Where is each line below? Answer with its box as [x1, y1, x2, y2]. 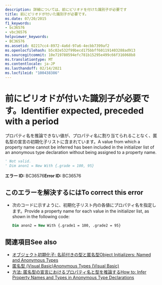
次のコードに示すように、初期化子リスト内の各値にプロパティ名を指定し [12, 202, 157, 208]
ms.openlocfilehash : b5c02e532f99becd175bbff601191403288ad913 [5, 48, 136, 53]
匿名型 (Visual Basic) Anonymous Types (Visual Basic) [12, 263, 120, 269]
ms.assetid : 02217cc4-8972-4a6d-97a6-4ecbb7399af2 [5, 43, 110, 48]
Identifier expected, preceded [21, 105, 144, 116]
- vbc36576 [5, 30, 27, 35]
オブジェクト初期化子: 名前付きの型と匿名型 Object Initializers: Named [12, 252, 151, 258]
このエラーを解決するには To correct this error [5, 188, 144, 196]
